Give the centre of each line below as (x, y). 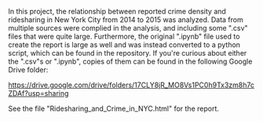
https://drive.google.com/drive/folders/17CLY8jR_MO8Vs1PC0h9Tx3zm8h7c (131, 85)
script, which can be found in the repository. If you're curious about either (128, 53)
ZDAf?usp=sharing (38, 93)
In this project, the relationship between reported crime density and (117, 11)
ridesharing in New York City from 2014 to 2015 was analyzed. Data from (126, 20)
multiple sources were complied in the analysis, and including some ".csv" (128, 28)
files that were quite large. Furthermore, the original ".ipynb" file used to (124, 36)
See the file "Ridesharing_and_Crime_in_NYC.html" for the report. (114, 108)
